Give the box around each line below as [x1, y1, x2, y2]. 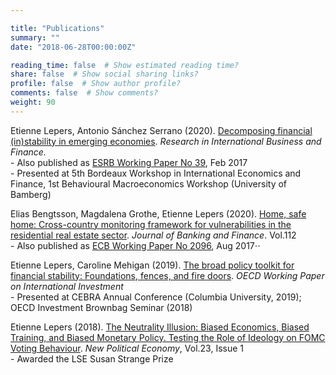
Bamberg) [10, 188, 52, 200]
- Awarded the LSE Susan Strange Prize [10, 352, 174, 365]
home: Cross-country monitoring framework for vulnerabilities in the [10, 218, 292, 230]
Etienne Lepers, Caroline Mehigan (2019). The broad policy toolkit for [10, 259, 295, 271]
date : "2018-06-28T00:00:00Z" [10, 42, 137, 52]
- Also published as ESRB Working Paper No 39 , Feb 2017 [10, 156, 248, 168]
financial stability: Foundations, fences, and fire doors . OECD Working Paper [10, 269, 325, 281]
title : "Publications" [10, 23, 105, 33]
